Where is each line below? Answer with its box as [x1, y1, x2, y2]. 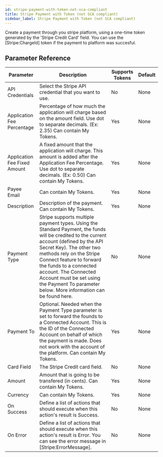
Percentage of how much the [39, 103, 106, 110]
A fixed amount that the [39, 141, 93, 148]
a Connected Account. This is [39, 319, 107, 326]
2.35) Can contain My [39, 127, 90, 134]
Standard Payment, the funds [39, 226, 106, 233]
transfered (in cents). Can [39, 378, 98, 384]
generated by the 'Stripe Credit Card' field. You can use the [5, 35, 124, 40]
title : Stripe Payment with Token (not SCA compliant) [5, 12, 118, 17]
